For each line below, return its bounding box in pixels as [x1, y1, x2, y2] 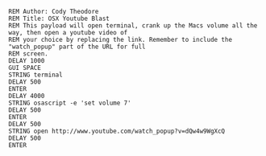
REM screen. [8, 50, 48, 58]
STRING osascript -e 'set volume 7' [8, 99, 131, 107]
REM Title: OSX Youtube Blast [8, 14, 110, 23]
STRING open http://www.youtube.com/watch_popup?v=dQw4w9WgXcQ [8, 127, 226, 135]
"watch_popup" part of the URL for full [8, 43, 147, 51]
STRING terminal [8, 71, 63, 79]
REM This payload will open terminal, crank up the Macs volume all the [8, 22, 258, 30]
